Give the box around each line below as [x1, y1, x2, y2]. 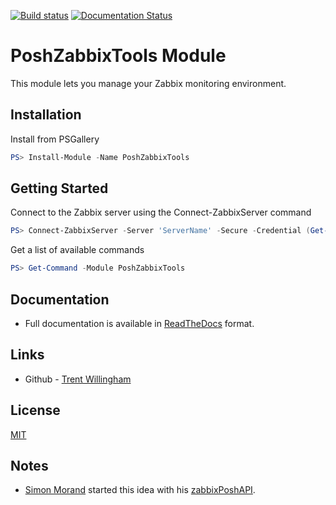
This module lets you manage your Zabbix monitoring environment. [10, 77, 287, 89]
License [10, 402, 61, 419]
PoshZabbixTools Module [10, 45, 227, 67]
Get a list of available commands [10, 244, 145, 256]
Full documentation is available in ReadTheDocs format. [24, 318, 255, 329]
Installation [10, 106, 82, 124]
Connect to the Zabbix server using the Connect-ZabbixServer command [10, 206, 312, 219]
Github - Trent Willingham [24, 373, 132, 385]
